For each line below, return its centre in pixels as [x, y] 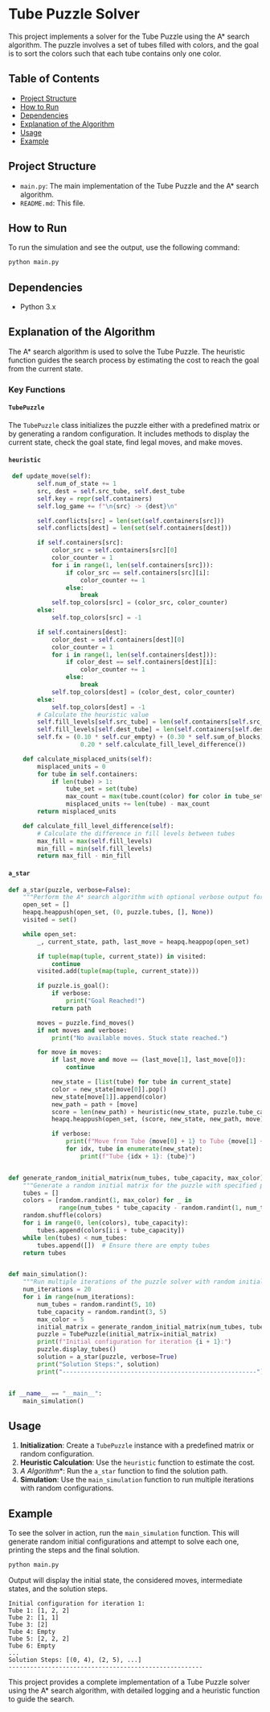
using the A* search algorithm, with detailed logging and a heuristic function [134, 1690]
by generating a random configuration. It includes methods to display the [129, 433]
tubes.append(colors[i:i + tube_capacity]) [111, 1230]
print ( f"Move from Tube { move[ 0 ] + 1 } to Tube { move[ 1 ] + [165, 1142]
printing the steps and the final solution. [74, 1550]
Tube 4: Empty [32, 1631]
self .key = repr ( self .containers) [95, 499]
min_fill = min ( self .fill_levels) [95, 848]
